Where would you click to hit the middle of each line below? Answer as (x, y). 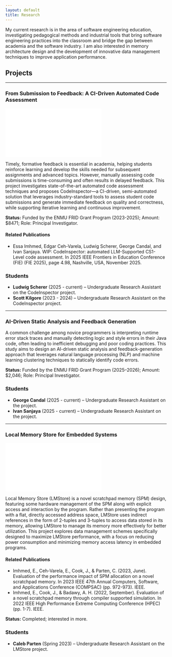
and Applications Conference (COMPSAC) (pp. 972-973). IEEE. (79, 587)
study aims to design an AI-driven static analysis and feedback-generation (84, 349)
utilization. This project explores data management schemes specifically (81, 531)
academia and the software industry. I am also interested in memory (77, 46)
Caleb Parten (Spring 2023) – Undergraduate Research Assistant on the (89, 644)
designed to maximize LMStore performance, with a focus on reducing (80, 537)
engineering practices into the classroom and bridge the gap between (79, 40)
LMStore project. (30, 649)
